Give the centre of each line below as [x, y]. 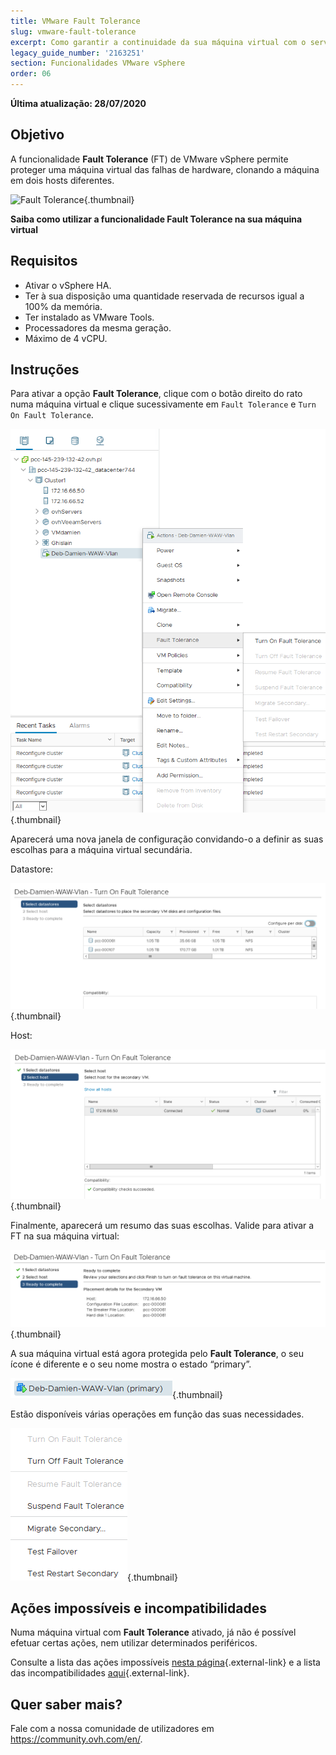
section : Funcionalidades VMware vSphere [98, 63]
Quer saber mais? [66, 1704]
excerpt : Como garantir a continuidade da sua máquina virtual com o [158, 42]
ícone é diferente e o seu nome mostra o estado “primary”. [131, 1364]
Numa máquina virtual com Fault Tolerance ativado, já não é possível [153, 1632]
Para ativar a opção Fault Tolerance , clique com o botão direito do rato [156, 394]
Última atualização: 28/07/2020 [78, 103]
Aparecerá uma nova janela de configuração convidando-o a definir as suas [167, 839]
